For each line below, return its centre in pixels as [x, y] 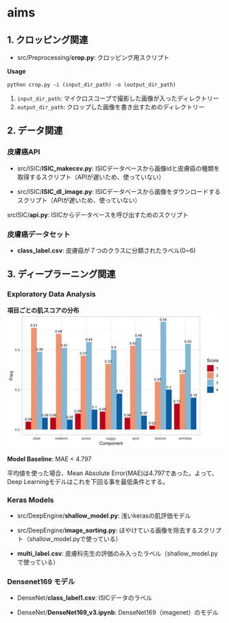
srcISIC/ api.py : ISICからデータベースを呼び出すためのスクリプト [98, 215]
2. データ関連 [35, 131]
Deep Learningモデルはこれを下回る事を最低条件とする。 [88, 481]
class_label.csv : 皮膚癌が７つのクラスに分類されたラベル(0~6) [106, 250]
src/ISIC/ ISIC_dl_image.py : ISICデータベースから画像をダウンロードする [119, 191]
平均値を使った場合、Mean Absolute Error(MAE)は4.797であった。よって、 [112, 473]
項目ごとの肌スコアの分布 [43, 310]
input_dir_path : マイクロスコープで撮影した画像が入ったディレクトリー [118, 98]
